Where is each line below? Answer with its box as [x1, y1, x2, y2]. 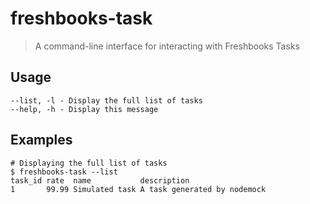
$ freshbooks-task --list [10, 167, 118, 177]
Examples [10, 132, 73, 149]
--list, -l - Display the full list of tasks [10, 95, 203, 106]
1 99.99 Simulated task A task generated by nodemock [10, 184, 267, 194]
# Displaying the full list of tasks [10, 158, 168, 168]
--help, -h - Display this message [10, 104, 159, 114]
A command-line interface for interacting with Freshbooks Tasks [34, 40, 300, 52]
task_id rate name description [10, 175, 190, 186]
